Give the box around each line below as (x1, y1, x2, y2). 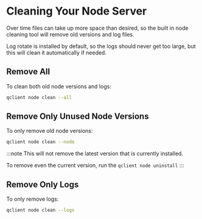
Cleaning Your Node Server (6, 4, 147, 18)
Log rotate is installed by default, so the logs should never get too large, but (6, 42, 196, 50)
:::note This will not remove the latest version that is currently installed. (6, 150, 184, 157)
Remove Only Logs (6, 179, 79, 189)
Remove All (6, 67, 50, 77)
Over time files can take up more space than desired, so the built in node (6, 24, 189, 32)
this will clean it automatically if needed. (6, 49, 106, 56)
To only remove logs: (6, 195, 59, 203)
